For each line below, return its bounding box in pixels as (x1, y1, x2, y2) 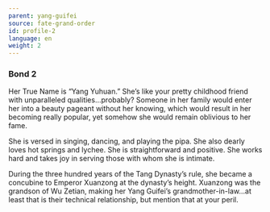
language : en (8, 34, 52, 43)
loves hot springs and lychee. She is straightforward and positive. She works (8, 145, 263, 155)
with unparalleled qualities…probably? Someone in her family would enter (8, 95, 252, 105)
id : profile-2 (8, 27, 56, 35)
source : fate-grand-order (8, 19, 95, 27)
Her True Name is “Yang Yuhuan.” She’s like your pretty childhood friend (8, 86, 248, 97)
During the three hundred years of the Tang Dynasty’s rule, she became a (8, 169, 252, 179)
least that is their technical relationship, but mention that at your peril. (8, 195, 239, 205)
